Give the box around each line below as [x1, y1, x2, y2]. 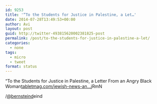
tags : [5, 50, 17, 55]
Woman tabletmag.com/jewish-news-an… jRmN [5, 83, 102, 89]
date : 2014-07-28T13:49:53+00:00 [5, 17, 76, 22]
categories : [5, 41, 30, 46]
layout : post [5, 26, 33, 31]
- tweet [10, 59, 26, 64]
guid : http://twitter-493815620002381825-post [5, 31, 105, 36]
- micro [10, 54, 26, 60]
